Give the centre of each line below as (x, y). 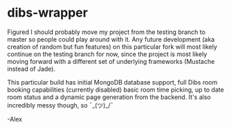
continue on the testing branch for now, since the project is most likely (107, 54)
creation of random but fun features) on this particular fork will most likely (112, 46)
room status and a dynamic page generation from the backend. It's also (109, 97)
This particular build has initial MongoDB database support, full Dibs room (112, 82)
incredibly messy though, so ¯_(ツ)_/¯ (61, 105)
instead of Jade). (31, 69)
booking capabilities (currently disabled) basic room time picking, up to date (116, 89)
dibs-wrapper (48, 13)
